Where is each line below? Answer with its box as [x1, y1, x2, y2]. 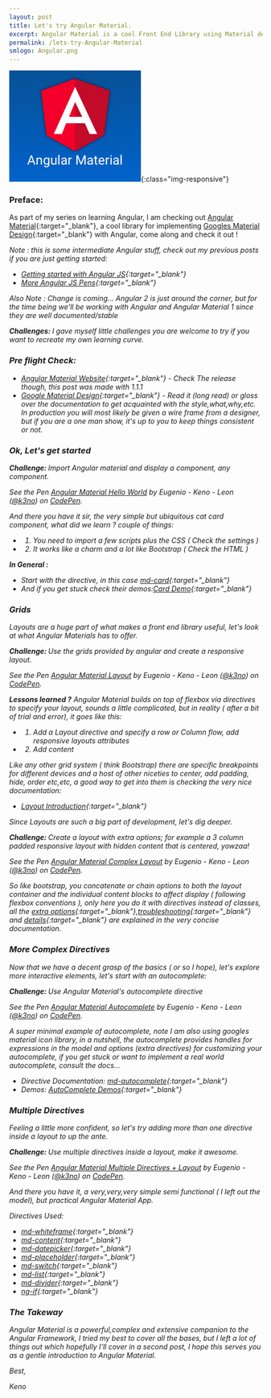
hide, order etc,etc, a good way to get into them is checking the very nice [9, 777, 253, 787]
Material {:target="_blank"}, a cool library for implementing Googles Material [9, 221, 261, 231]
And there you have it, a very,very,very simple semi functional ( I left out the [9, 1186, 261, 1196]
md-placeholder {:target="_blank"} [20, 1252, 136, 1262]
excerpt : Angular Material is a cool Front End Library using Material [9, 30, 254, 38]
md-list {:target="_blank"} [20, 1269, 105, 1279]
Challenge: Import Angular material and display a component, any [9, 463, 231, 473]
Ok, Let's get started [9, 445, 92, 456]
